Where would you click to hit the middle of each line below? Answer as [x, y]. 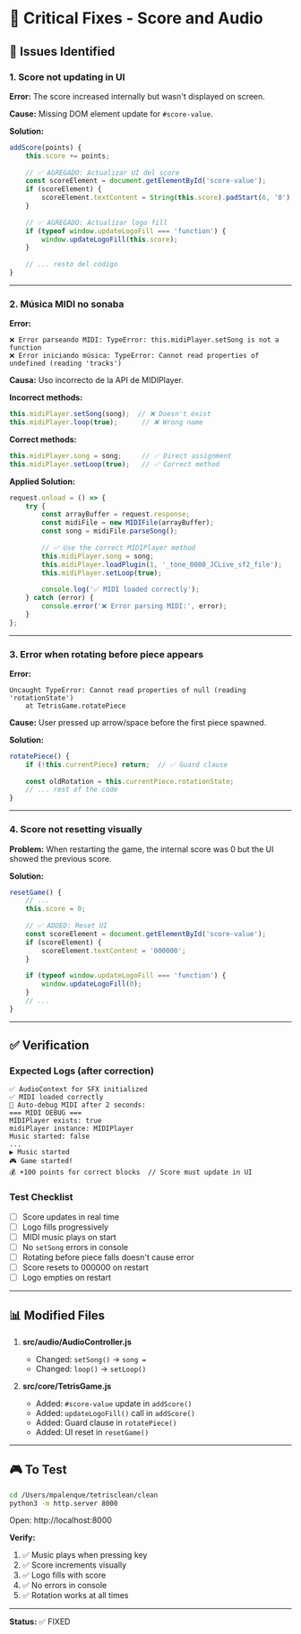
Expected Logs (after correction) [82, 1071]
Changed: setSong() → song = [91, 1359]
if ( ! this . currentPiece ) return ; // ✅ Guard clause [127, 765]
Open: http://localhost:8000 [60, 1520]
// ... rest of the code [72, 790]
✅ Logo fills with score [64, 1575]
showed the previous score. [60, 858]
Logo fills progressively [65, 1227]
